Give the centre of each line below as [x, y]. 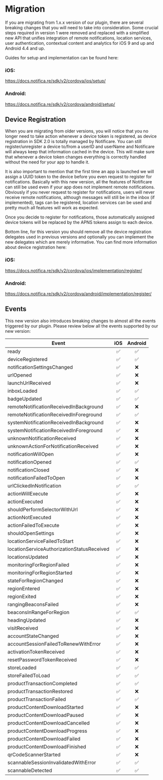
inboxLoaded [22, 391]
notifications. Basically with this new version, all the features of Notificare [79, 182]
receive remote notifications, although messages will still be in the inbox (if [80, 198]
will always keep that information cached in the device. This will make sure [80, 152]
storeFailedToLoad [29, 675]
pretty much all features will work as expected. [52, 208]
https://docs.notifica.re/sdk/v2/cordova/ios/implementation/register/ [74, 271]
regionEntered [24, 588]
